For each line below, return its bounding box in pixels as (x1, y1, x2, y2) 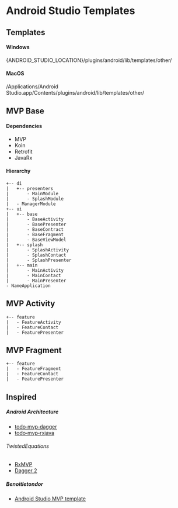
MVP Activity (6, 299, 55, 309)
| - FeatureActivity (6, 319, 61, 325)
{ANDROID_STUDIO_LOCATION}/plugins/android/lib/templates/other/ (6, 57, 172, 64)
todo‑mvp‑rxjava (14, 429, 54, 436)
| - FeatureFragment (6, 366, 61, 372)
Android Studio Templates (6, 4, 135, 18)
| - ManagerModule (6, 201, 57, 207)
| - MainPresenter (6, 278, 67, 284)
